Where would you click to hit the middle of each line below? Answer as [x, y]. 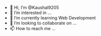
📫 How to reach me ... [33, 28]
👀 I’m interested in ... [31, 13]
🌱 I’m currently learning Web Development [53, 18]
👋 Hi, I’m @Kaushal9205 [34, 8]
